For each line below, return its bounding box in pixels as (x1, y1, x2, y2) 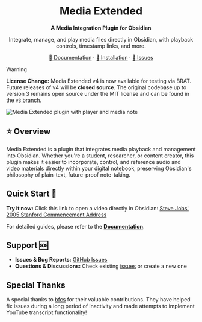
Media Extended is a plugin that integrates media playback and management (6, 145, 196, 153)
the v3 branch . (6, 96, 42, 104)
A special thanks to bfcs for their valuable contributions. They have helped (6, 296, 191, 303)
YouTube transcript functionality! (6, 309, 87, 316)
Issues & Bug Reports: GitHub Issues (14, 256, 108, 264)
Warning (6, 65, 27, 73)
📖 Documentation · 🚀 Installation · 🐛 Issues (49, 54, 153, 61)
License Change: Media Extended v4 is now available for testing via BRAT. (6, 77, 192, 84)
